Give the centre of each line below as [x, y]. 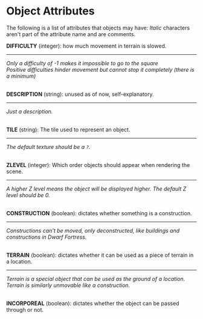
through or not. [25, 309]
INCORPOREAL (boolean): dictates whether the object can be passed [93, 303]
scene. [15, 171]
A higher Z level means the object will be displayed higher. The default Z [96, 189]
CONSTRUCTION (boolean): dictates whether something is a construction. [99, 213]
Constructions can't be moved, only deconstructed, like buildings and [93, 230]
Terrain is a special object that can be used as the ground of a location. [96, 279]
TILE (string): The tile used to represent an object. [68, 129]
